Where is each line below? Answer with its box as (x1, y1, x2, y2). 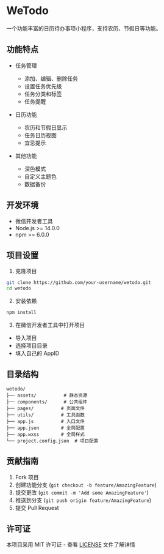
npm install (6, 310, 37, 316)
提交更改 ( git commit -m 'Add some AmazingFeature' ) (15, 488, 149, 496)
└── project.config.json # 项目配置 (6, 438, 99, 444)
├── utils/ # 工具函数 (6, 411, 85, 418)
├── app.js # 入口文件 (6, 418, 85, 424)
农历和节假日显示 (24, 124, 68, 131)
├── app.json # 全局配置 (6, 425, 85, 431)
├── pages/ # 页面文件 (6, 405, 85, 411)
